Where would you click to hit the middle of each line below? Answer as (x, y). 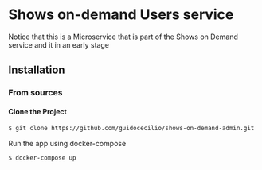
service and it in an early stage (59, 44)
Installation (37, 70)
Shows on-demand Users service (121, 15)
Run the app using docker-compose (67, 144)
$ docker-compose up (43, 158)
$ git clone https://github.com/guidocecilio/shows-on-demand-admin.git (131, 129)
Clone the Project (38, 111)
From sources (35, 93)
